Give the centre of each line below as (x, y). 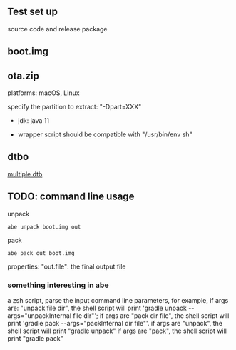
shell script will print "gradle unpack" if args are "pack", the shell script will (117, 331)
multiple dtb (25, 174)
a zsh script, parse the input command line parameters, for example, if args (118, 300)
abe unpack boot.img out (44, 227)
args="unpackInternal (40, 315)
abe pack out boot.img (41, 253)
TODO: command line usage (71, 197)
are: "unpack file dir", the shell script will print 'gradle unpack (97, 308)
